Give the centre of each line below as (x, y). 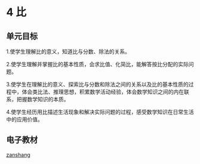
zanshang (19, 154)
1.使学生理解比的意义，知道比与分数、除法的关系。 (68, 52)
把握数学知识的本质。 (43, 99)
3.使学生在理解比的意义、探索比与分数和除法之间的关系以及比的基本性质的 (98, 84)
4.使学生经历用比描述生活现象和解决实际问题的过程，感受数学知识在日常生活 (100, 112)
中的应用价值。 (24, 119)
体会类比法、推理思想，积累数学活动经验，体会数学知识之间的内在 (103, 92)
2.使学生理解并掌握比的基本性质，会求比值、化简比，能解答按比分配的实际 (98, 64)
